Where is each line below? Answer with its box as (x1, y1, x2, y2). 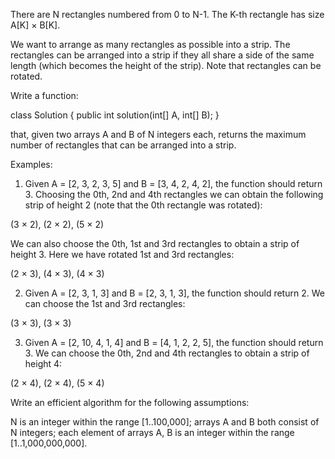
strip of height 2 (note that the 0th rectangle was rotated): (24, 199, 263, 211)
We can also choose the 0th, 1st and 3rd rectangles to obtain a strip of (10, 238, 300, 249)
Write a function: (10, 90, 79, 101)
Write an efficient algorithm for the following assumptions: (10, 397, 250, 408)
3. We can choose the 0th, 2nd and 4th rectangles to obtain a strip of (24, 347, 310, 359)
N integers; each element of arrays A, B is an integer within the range (10, 427, 295, 438)
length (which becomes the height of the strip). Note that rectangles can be (10, 60, 322, 71)
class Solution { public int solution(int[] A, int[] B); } (10, 109, 220, 121)
